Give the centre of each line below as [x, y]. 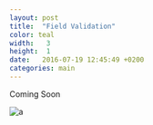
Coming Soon [35, 94]
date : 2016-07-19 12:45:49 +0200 [77, 60]
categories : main [42, 69]
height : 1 [30, 52]
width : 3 [30, 43]
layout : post [34, 18]
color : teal [32, 34]
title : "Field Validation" [63, 26]
